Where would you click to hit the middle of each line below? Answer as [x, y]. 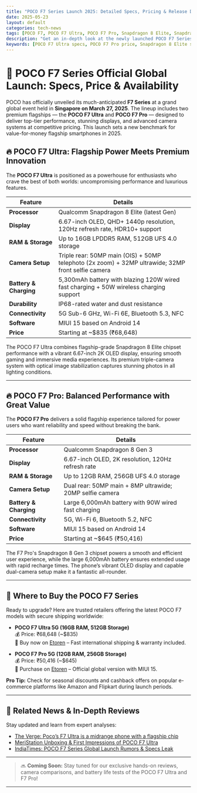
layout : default [26, 22]
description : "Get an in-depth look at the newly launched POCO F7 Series [99, 39]
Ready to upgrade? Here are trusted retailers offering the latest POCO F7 [94, 610]
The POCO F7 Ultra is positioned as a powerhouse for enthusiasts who [91, 175]
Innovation [26, 161]
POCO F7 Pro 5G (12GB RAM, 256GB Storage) [71, 654]
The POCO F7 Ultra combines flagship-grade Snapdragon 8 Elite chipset [94, 347]
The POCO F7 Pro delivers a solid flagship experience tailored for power [93, 419]
